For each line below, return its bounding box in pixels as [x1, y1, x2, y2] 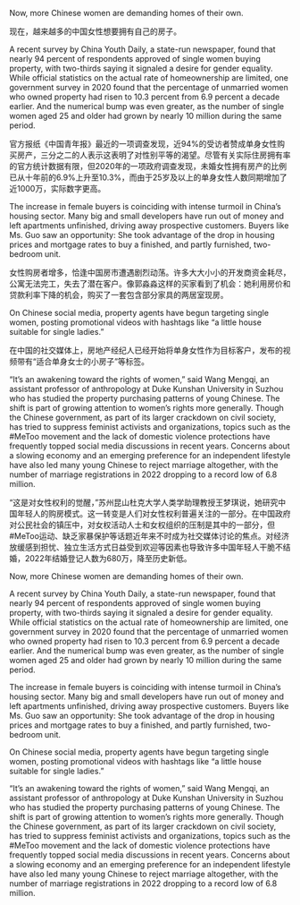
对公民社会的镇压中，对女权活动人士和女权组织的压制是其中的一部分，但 [9, 519, 275, 530]
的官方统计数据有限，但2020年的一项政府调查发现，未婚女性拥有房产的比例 [9, 161, 287, 171]
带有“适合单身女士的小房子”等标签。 [16, 356, 150, 366]
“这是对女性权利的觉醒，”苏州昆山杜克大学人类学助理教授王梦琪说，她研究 [9, 497, 279, 508]
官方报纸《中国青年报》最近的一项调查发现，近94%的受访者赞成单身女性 [9, 139, 278, 149]
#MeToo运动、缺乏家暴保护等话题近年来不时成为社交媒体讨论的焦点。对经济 [9, 531, 290, 541]
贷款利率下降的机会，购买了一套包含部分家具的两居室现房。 [9, 290, 229, 300]
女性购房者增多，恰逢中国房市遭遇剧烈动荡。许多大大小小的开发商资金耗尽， [9, 268, 291, 277]
